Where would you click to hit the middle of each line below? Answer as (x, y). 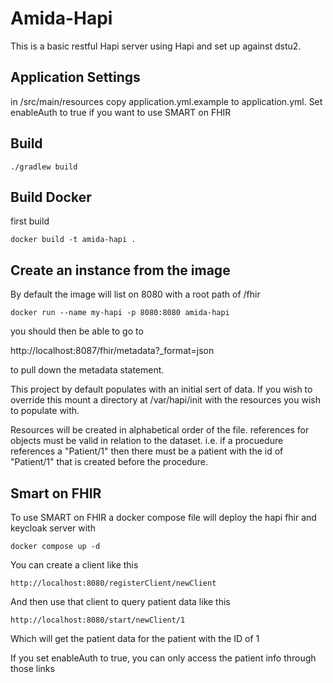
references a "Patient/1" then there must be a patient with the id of (147, 451)
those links (32, 668)
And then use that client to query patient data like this (120, 601)
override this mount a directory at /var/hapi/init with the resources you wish (165, 400)
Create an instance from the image (120, 270)
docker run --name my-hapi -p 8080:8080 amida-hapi (120, 313)
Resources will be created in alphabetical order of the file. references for (160, 430)
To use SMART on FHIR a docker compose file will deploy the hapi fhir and (163, 517)
